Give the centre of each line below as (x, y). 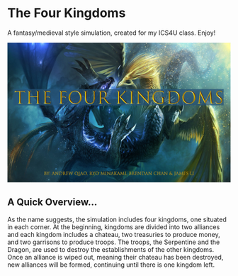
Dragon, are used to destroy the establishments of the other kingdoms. (111, 249)
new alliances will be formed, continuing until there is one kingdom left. (111, 265)
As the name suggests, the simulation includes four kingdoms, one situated (117, 219)
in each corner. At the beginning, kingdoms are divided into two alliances (114, 227)
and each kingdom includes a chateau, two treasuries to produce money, (114, 234)
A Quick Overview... (52, 203)
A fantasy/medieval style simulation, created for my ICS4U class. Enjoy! (112, 33)
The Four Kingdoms (67, 13)
